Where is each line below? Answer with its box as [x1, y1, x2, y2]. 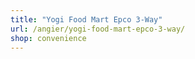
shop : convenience [10, 33, 87, 43]
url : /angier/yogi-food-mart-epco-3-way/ [10, 24, 186, 34]
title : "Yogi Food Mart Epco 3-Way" [10, 14, 163, 25]
